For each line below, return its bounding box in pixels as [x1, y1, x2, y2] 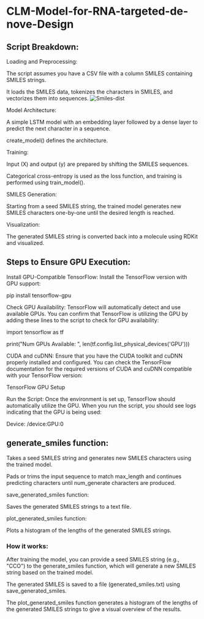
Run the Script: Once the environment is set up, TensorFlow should [6, 395, 176, 402]
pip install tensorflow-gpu [6, 291, 72, 299]
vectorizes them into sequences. [6, 95, 89, 102]
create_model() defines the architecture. [6, 137, 108, 144]
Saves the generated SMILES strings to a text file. [6, 503, 132, 510]
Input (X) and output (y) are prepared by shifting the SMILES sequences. [6, 160, 189, 168]
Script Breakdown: [6, 42, 79, 52]
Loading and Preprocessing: [6, 58, 78, 65]
